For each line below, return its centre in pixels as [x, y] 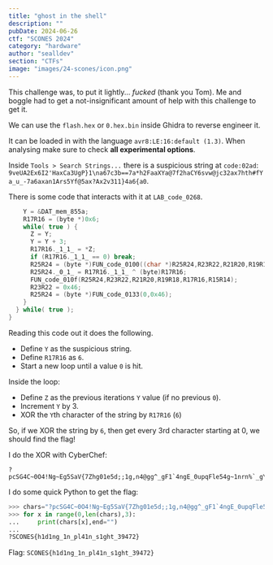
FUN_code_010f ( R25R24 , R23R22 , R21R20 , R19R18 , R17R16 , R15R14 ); [134, 280]
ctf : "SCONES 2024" [41, 39]
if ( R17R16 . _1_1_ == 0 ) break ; [83, 257]
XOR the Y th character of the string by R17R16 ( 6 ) [101, 415]
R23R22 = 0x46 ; [56, 287]
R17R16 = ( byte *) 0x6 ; [61, 219]
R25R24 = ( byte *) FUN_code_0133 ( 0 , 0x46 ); [101, 295]
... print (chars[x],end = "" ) [63, 522]
